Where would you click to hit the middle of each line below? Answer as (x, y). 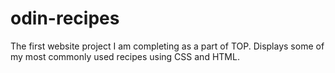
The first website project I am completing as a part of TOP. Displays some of (167, 46)
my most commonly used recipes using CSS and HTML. (125, 56)
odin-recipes (65, 18)
